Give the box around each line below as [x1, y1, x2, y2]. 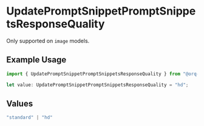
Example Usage [6, 55, 67, 65]
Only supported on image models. [6, 37, 90, 44]
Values [6, 98, 33, 108]
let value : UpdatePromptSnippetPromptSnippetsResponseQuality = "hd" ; [6, 82, 189, 88]
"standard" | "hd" [6, 114, 53, 121]
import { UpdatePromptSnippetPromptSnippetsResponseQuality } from [6, 71, 181, 77]
